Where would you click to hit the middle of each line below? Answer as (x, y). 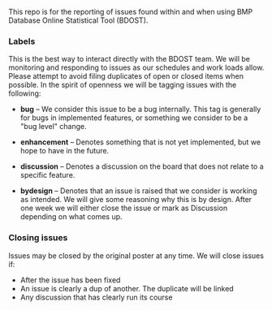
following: (25, 93)
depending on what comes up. (71, 217)
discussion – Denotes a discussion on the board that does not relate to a (142, 166)
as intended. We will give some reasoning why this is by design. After (136, 200)
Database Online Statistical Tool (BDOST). (78, 20)
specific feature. (47, 175)
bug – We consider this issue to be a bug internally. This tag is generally (140, 110)
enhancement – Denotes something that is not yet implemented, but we (140, 142)
